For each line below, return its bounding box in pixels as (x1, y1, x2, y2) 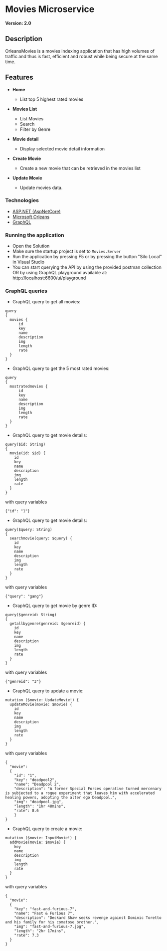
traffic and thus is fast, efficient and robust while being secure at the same (5, 53, 158, 59)
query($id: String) (5, 442, 46, 447)
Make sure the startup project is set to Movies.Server (12, 248, 121, 254)
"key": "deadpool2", (14, 778, 57, 783)
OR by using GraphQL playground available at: (12, 270, 108, 276)
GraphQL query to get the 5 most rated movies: (12, 365, 110, 371)
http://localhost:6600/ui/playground (12, 275, 86, 281)
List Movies (19, 115, 44, 121)
